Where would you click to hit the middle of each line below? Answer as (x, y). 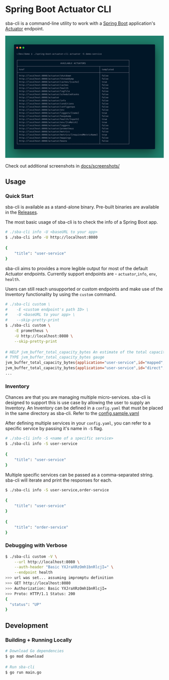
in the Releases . (22, 213)
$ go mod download (24, 656)
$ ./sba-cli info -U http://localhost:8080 (52, 238)
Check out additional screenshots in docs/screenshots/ (62, 166)
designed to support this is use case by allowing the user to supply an (78, 403)
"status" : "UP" (26, 604)
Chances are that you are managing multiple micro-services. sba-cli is (78, 397)
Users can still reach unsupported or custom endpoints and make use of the (84, 289)
